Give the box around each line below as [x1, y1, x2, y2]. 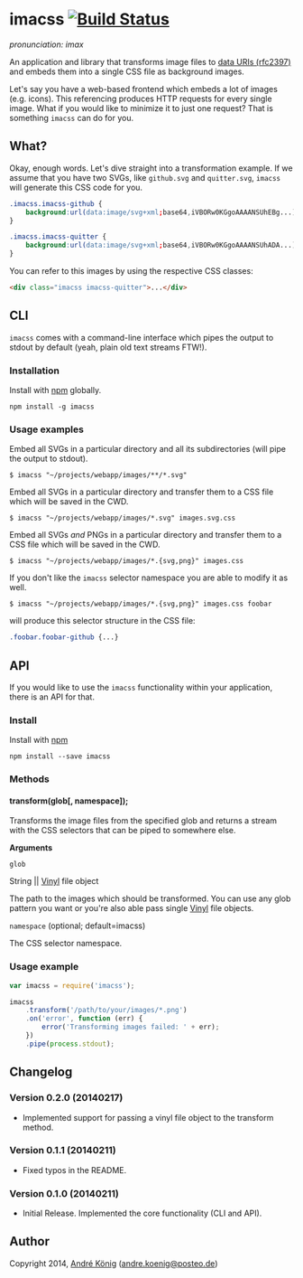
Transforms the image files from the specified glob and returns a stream [9, 815, 278, 826]
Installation [9, 364, 60, 377]
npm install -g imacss [9, 402, 95, 411]
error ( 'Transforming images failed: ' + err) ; [41, 1022, 220, 1032]
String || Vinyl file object [9, 876, 99, 887]
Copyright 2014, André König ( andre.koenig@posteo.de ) [9, 1257, 218, 1269]
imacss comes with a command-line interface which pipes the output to [9, 332, 274, 343]
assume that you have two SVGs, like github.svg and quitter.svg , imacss [9, 172, 281, 183]
